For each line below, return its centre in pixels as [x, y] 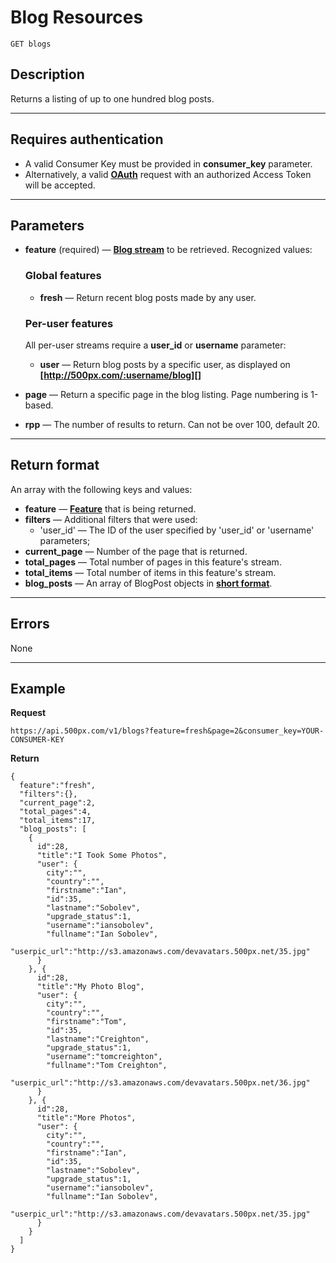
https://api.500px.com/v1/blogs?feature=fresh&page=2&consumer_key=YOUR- [167, 731]
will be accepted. [60, 185]
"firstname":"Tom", [87, 1022]
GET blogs [31, 44]
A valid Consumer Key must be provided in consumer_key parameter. [168, 163]
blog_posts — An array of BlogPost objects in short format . [148, 583]
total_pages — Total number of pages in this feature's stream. [153, 562]
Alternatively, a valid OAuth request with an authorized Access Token [168, 174]
